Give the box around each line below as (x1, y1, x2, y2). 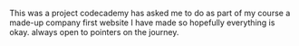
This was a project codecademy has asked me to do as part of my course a (9, 8, 291, 18)
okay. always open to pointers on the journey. (9, 27, 179, 37)
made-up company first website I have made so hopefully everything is (9, 17, 275, 28)
